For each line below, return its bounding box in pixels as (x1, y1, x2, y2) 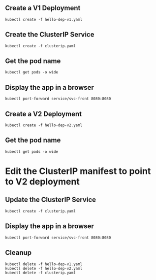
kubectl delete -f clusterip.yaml (5, 270, 76, 275)
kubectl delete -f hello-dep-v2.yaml (5, 266, 83, 271)
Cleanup (5, 248, 32, 257)
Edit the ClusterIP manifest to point (5, 166, 151, 177)
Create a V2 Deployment (5, 109, 82, 118)
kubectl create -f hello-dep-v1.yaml (5, 17, 83, 22)
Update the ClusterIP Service (5, 196, 96, 204)
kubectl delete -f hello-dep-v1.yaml (5, 261, 83, 267)
